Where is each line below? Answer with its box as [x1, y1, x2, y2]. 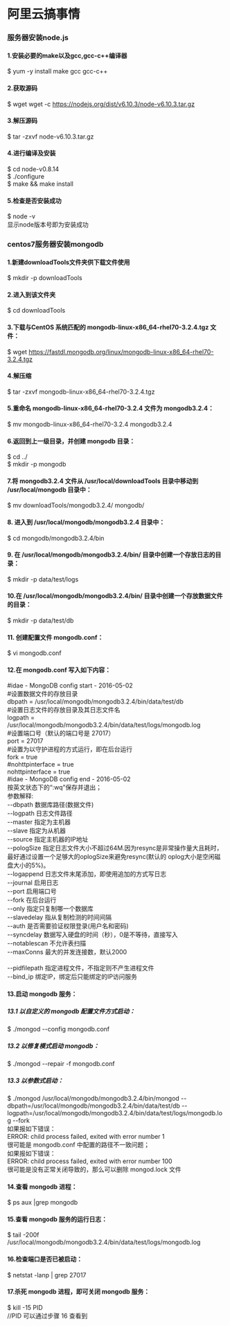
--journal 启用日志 [7, 878, 59, 887]
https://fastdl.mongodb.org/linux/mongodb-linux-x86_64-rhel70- [28, 347, 214, 356]
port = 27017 [7, 737, 44, 745]
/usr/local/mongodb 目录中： [7, 485, 92, 494]
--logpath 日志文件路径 [7, 809, 73, 818]
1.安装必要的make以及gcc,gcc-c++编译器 [7, 51, 127, 60]
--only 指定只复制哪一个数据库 [7, 905, 94, 913]
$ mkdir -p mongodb [7, 460, 67, 469]
